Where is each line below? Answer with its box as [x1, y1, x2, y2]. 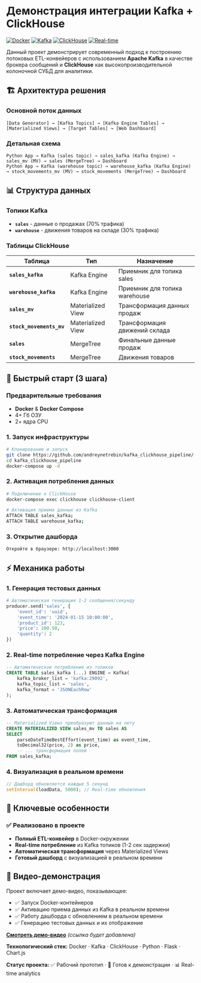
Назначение [136, 256, 173, 265]
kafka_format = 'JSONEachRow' [17, 686, 93, 692]
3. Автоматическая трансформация [6, 706, 118, 715]
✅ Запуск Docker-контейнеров [14, 899, 94, 906]
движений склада [118, 326, 170, 334]
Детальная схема [6, 139, 61, 147]
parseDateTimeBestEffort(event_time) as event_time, [17, 737, 151, 743]
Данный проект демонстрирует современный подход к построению [6, 48, 182, 55]
